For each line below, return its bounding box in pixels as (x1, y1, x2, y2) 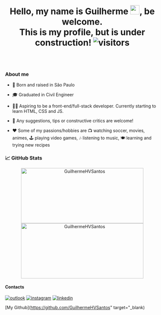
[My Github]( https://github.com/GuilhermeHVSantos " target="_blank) (5, 304, 145, 310)
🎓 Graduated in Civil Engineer (12, 92, 74, 98)
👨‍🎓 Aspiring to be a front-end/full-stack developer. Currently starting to (12, 103, 157, 109)
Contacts (5, 284, 24, 290)
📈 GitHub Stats (5, 155, 43, 161)
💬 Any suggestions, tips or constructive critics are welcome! (12, 118, 134, 124)
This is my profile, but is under (19, 27, 145, 38)
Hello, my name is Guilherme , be (9, 6, 155, 17)
